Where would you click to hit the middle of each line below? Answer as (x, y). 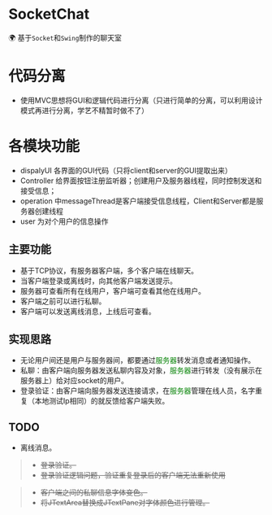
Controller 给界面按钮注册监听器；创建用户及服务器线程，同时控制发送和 (141, 181)
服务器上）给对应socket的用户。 (74, 381)
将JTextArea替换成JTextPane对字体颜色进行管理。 (125, 503)
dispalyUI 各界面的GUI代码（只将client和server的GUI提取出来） (126, 170)
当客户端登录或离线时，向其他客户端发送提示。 (98, 281)
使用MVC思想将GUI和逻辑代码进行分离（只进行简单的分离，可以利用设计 (141, 100)
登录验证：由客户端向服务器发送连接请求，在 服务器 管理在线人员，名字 (138, 391)
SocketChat (49, 14)
